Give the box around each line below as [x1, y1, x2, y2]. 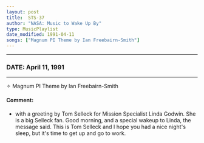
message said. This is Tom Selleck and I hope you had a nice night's [15, 123, 186, 130]
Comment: [6, 96, 34, 103]
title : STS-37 [6, 15, 45, 21]
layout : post [6, 9, 39, 15]
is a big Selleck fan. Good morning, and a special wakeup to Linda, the [15, 116, 191, 124]
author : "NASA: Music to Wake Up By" [6, 20, 102, 26]
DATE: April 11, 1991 [6, 63, 65, 71]
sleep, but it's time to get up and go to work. [15, 129, 126, 137]
